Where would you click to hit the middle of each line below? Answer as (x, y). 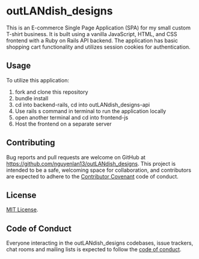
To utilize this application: (38, 80)
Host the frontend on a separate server (63, 124)
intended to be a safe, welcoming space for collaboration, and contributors (99, 170)
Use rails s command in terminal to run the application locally (90, 111)
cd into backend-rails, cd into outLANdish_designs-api (82, 105)
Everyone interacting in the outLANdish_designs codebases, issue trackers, (100, 243)
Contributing (31, 143)
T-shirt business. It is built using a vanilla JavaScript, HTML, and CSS (92, 34)
